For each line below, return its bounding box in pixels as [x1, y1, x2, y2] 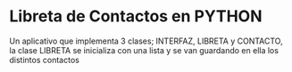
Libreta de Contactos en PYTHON [9, 6, 263, 27]
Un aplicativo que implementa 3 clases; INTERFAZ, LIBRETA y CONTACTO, [9, 36, 283, 46]
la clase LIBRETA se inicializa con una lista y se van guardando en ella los [9, 44, 279, 55]
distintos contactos [9, 54, 80, 65]
